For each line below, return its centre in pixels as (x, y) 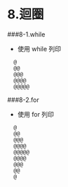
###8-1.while (26, 34)
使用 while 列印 (39, 49)
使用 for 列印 (36, 114)
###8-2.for (23, 100)
